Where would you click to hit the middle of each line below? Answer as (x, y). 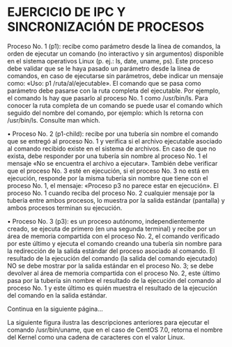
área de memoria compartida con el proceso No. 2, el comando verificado (114, 236)
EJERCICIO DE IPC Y (67, 12)
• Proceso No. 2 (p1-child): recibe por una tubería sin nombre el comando (113, 134)
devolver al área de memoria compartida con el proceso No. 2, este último (114, 273)
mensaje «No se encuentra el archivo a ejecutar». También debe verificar (113, 163)
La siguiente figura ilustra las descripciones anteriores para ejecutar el (108, 322)
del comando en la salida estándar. (57, 295)
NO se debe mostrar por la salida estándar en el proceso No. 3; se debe (110, 265)
